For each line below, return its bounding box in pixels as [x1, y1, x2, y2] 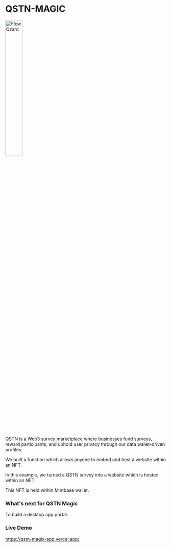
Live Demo [5, 525, 32, 532]
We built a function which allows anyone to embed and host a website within [5, 456, 166, 463]
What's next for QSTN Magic [5, 499, 78, 507]
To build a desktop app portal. [5, 512, 68, 518]
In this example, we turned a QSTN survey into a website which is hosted [5, 471, 159, 478]
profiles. [5, 446, 23, 452]
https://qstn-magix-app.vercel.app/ [5, 536, 80, 542]
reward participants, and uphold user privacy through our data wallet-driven [5, 441, 165, 447]
